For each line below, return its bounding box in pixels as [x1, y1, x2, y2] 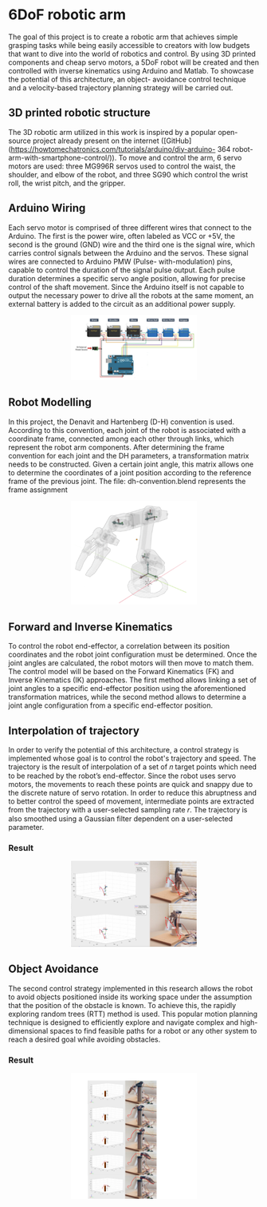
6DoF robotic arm [8, 6, 126, 24]
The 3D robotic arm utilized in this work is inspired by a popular [8, 127, 217, 137]
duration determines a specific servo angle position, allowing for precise [8, 273, 245, 283]
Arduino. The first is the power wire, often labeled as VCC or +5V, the [8, 231, 235, 240]
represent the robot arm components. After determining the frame [8, 442, 225, 452]
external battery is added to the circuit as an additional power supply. [8, 299, 236, 308]
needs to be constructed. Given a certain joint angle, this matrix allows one [8, 459, 253, 469]
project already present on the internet [33, 136, 159, 145]
